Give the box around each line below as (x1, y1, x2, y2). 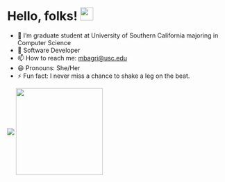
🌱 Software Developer (17, 46, 81, 54)
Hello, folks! (7, 8, 78, 24)
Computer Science (17, 38, 72, 47)
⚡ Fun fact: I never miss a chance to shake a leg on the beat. (17, 72, 190, 80)
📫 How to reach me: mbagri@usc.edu (17, 53, 127, 62)
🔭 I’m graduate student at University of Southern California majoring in (17, 31, 219, 40)
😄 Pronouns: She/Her (17, 63, 81, 72)
